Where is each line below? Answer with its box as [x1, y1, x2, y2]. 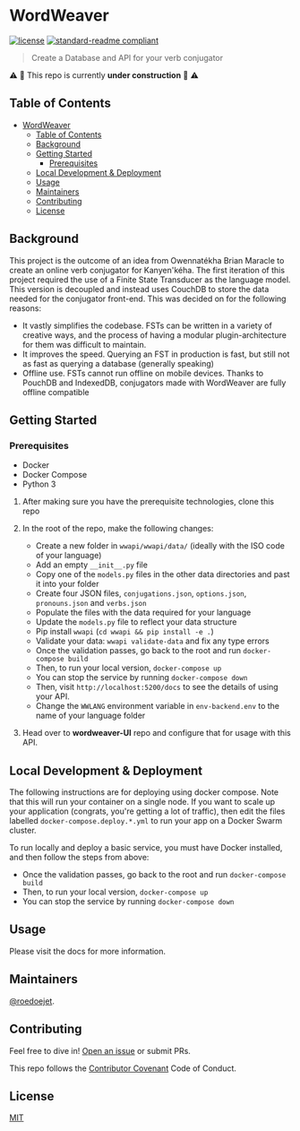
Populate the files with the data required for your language [35, 607, 252, 618]
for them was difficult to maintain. [21, 339, 147, 350]
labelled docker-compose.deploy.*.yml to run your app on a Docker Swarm [9, 816, 283, 826]
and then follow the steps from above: [9, 852, 150, 863]
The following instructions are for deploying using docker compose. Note [9, 787, 279, 798]
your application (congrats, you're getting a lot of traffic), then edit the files [9, 806, 286, 816]
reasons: [9, 302, 42, 314]
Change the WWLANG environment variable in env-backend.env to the [35, 701, 280, 712]
